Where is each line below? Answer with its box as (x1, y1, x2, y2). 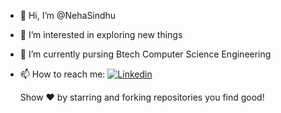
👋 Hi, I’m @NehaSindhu (19, 10, 117, 21)
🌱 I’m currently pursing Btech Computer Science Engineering (19, 48, 272, 60)
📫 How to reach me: (19, 68, 106, 80)
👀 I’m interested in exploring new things (19, 29, 183, 40)
